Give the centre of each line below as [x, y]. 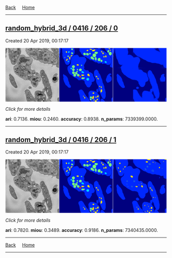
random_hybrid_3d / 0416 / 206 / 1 [61, 140]
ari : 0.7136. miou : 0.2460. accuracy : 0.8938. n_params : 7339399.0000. [82, 119]
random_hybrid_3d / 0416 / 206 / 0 [62, 28]
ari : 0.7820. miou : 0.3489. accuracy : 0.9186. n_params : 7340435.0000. [82, 230]
